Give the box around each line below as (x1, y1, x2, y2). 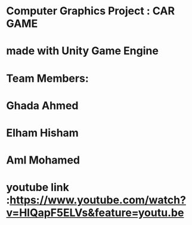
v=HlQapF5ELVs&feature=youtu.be (6, 206, 184, 220)
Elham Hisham (6, 126, 79, 140)
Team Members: (6, 72, 89, 85)
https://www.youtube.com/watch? (10, 193, 187, 207)
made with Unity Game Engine (6, 44, 159, 58)
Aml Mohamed (6, 153, 80, 167)
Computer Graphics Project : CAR (6, 4, 175, 18)
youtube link (6, 181, 70, 195)
